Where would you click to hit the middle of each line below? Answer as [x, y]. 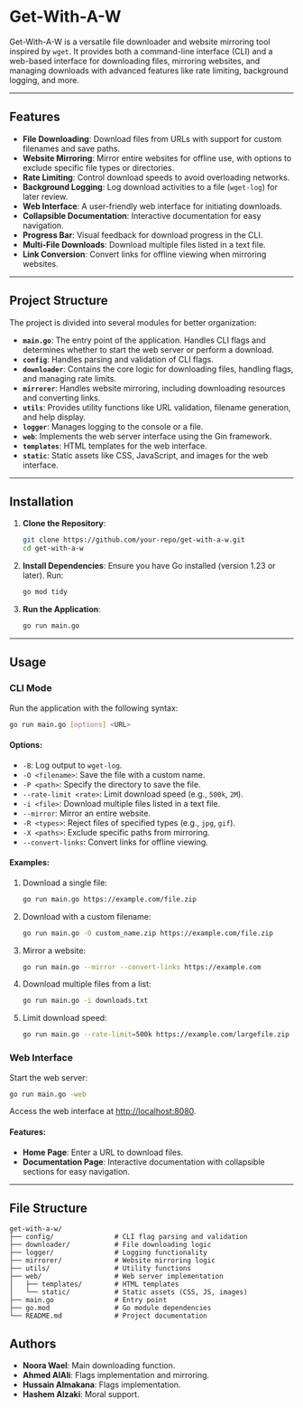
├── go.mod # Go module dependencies [110, 1309]
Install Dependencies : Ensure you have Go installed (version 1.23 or [149, 566]
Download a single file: [65, 883]
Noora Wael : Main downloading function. [99, 1365]
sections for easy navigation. [76, 1171]
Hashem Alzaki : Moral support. [81, 1394]
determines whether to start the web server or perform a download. [148, 349]
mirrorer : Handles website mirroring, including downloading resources [154, 388]
